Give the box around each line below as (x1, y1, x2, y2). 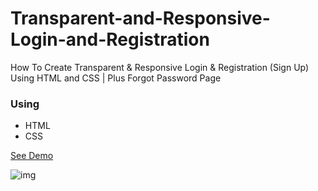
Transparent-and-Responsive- (10, 7, 271, 30)
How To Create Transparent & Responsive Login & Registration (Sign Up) (10, 61, 310, 73)
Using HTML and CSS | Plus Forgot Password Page (10, 72, 222, 84)
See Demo (10, 150, 54, 162)
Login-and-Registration (10, 28, 210, 51)
